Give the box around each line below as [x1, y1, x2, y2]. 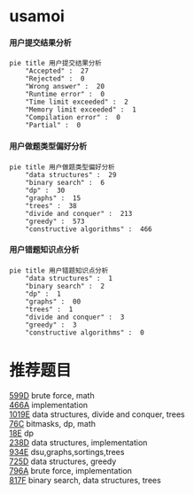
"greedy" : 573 [25, 217, 86, 226]
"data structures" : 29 [25, 170, 117, 179]
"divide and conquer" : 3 [25, 313, 125, 321]
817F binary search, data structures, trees [9, 475, 161, 485]
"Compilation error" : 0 [25, 113, 121, 122]
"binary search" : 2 [25, 282, 105, 290]
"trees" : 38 [25, 201, 77, 210]
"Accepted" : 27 [25, 66, 89, 76]
